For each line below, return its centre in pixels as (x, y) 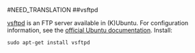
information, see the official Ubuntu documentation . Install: (90, 30)
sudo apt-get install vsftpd (49, 43)
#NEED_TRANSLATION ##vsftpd (53, 10)
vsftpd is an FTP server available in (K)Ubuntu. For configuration (98, 23)
